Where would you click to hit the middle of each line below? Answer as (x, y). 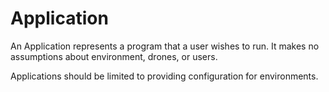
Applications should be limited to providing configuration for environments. (164, 76)
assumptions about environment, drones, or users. (114, 56)
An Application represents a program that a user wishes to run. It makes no (165, 46)
